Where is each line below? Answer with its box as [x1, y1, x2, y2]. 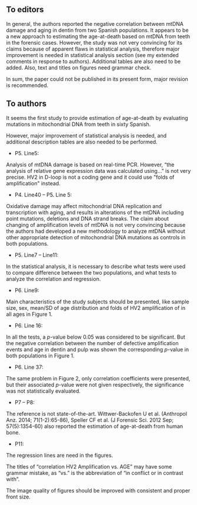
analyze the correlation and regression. [6, 275, 101, 282]
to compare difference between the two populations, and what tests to [6, 269, 177, 276]
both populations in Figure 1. [6, 352, 75, 359]
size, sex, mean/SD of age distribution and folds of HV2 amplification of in [6, 304, 186, 311]
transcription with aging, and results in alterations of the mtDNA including [6, 209, 184, 216]
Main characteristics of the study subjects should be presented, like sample [6, 298, 189, 305]
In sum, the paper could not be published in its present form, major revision [6, 75, 188, 82]
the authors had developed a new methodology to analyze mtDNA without [6, 228, 185, 235]
